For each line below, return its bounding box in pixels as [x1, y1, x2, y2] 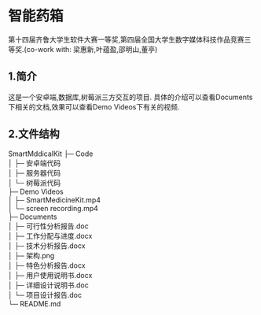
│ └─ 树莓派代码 [8, 178, 61, 187]
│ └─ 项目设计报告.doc [8, 290, 83, 299]
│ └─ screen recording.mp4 [8, 203, 98, 213]
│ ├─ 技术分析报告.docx [8, 241, 86, 250]
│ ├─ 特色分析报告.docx [8, 261, 86, 270]
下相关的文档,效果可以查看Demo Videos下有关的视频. [8, 102, 180, 111]
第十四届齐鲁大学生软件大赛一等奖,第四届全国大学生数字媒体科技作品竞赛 [8, 35, 245, 44]
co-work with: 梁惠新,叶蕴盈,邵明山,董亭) [26, 44, 158, 54]
